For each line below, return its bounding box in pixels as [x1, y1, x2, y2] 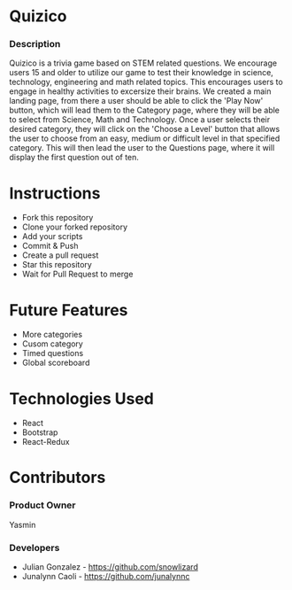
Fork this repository [21, 213, 94, 223]
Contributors [9, 468, 106, 488]
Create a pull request [21, 250, 99, 260]
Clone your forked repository [21, 221, 128, 232]
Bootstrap [21, 427, 58, 438]
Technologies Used [9, 388, 155, 408]
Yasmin [9, 519, 36, 530]
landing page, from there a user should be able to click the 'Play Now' [9, 96, 264, 106]
